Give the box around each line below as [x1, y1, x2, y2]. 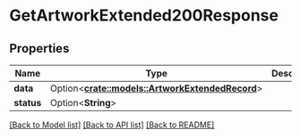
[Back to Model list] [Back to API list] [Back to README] [9, 119, 215, 130]
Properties [9, 41, 70, 56]
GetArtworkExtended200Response [9, 5, 279, 26]
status [13, 97, 42, 109]
